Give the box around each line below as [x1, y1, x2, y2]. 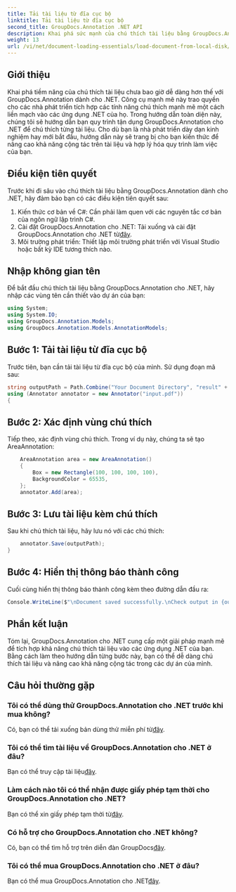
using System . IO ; [7, 311, 58, 318]
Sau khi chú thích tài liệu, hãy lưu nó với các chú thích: [7, 526, 165, 535]
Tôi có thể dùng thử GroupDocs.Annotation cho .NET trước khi [7, 700, 223, 710]
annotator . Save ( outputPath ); [20, 541, 105, 548]
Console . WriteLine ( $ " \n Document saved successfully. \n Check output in [7, 598, 218, 605]
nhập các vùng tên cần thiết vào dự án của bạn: [7, 291, 145, 299]
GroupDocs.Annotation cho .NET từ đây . [17, 230, 132, 238]
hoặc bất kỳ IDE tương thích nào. [17, 245, 112, 253]
